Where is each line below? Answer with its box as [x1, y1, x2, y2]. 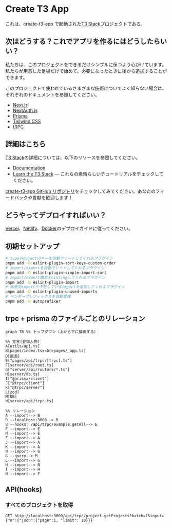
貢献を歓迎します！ [32, 194, 73, 201]
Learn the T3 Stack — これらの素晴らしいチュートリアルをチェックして [12, 170, 164, 177]
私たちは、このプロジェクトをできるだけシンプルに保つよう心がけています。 [5, 61, 167, 67]
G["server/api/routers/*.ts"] [5, 367, 70, 372]
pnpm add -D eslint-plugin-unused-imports [5, 289, 98, 295]
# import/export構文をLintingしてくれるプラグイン [5, 275, 106, 280]
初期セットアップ [5, 242, 60, 250]
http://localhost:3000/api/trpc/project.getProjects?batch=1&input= [14, 514, 164, 519]
